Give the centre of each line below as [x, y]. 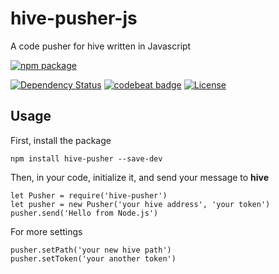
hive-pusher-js [74, 18]
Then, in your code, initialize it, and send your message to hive [140, 177]
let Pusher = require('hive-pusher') [89, 195]
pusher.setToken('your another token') [93, 258]
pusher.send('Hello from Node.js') [84, 213]
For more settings [46, 231]
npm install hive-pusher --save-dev [86, 158]
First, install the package [61, 140]
